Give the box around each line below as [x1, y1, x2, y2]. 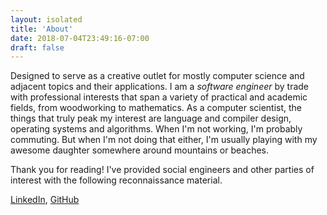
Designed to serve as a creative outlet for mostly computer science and [10, 70, 305, 82]
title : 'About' [10, 24, 74, 34]
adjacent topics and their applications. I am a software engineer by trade [10, 81, 310, 93]
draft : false [10, 42, 65, 53]
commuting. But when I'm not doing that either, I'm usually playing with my [10, 134, 318, 146]
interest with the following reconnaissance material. [10, 174, 223, 186]
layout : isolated [10, 14, 83, 25]
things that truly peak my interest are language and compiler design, [10, 112, 292, 125]
